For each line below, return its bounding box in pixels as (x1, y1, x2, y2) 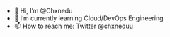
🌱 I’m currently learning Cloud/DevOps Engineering (13, 14, 164, 22)
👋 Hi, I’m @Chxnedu (13, 7, 73, 15)
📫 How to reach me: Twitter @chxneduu (13, 22, 133, 30)
